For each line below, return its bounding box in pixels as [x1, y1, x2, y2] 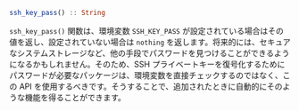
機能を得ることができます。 [24, 91, 127, 102]
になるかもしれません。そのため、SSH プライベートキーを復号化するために [9, 59, 286, 69]
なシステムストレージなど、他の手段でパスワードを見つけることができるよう [9, 47, 290, 58]
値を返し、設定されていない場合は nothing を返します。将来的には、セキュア [9, 36, 291, 47]
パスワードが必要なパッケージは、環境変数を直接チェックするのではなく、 [9, 69, 283, 80]
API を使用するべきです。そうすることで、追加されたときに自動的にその [19, 81, 283, 91]
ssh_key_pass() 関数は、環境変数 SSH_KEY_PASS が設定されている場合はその [9, 25, 284, 36]
